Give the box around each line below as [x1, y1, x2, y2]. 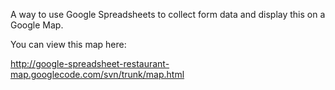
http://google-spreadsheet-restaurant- [10, 58, 170, 69]
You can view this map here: [10, 39, 127, 50]
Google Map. [10, 19, 64, 31]
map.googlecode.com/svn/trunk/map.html [10, 69, 185, 80]
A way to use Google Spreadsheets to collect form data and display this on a [10, 9, 326, 20]
